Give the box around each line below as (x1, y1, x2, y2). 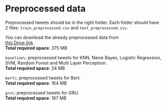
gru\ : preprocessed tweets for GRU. (5, 90, 79, 96)
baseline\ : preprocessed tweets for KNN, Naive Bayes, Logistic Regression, (5, 54, 161, 60)
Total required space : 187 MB (5, 95, 66, 101)
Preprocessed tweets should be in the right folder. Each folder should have (5, 19, 159, 25)
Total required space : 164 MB (5, 80, 67, 86)
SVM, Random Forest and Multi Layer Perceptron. (5, 60, 107, 66)
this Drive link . (5, 39, 34, 45)
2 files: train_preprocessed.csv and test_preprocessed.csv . (5, 24, 128, 30)
